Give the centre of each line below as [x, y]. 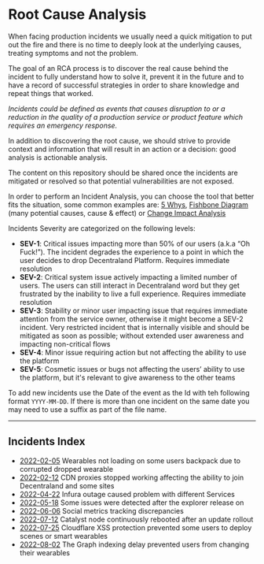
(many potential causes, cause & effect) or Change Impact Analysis [117, 213]
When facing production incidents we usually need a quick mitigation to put [130, 36]
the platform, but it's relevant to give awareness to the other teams [127, 377]
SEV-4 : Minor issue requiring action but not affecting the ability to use [133, 352]
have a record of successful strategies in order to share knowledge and [124, 85]
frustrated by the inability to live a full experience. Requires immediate [132, 294]
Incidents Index [47, 442]
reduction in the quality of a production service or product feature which [126, 117]
